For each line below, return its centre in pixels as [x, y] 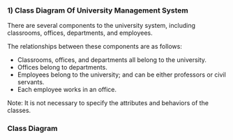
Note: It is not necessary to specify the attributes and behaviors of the [108, 103]
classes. [19, 111]
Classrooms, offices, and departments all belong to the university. [112, 60]
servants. [31, 82]
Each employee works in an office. [67, 90]
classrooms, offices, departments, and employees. [80, 33]
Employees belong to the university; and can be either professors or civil [122, 75]
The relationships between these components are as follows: [95, 47]
